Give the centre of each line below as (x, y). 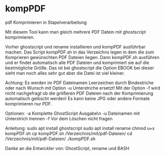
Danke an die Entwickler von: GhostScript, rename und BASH (67, 148)
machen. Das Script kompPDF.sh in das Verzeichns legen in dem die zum (80, 52)
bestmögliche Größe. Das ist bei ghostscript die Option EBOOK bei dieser (80, 68)
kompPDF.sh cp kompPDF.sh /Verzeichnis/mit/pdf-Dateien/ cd (69, 133)
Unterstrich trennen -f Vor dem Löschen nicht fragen (59, 118)
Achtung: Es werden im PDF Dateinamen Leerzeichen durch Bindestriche (80, 83)
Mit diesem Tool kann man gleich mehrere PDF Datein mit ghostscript (76, 32)
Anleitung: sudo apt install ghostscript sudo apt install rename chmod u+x (80, 128)
